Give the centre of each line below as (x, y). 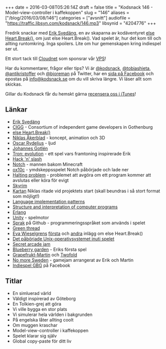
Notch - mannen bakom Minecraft (47, 164)
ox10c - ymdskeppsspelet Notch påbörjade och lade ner (70, 169)
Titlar (14, 281)
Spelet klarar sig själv (35, 335)
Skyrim (20, 185)
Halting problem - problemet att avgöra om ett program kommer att (82, 175)
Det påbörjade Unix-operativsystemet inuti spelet (63, 239)
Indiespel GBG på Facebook (41, 265)
